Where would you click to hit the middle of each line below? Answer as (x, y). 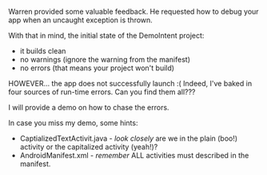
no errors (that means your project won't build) (97, 68)
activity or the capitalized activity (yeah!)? (89, 147)
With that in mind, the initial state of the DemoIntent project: (106, 36)
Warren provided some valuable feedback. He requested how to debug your (133, 12)
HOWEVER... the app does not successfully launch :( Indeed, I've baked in (130, 84)
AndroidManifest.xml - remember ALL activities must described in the (134, 155)
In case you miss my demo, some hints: (73, 123)
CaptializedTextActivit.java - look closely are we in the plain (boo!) (129, 138)
